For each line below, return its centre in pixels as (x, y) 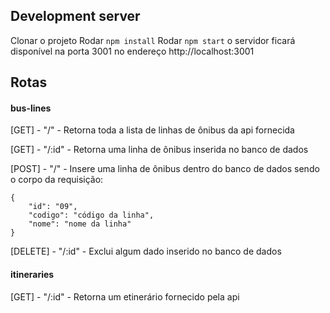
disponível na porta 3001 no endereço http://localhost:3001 (132, 51)
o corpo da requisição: (57, 180)
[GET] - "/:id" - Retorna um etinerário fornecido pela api (125, 296)
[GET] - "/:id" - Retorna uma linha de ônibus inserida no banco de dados (159, 150)
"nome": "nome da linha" (80, 224)
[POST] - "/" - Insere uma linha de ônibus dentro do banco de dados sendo (165, 169)
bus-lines (31, 108)
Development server (75, 16)
